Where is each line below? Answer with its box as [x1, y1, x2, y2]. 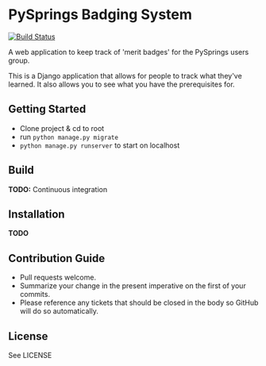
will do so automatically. [19, 306, 99, 316]
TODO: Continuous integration [8, 184, 108, 194]
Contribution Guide [8, 252, 106, 265]
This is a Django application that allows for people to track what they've [8, 71, 242, 80]
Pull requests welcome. [19, 272, 97, 283]
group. [8, 56, 30, 65]
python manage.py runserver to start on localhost [19, 141, 180, 150]
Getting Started [8, 102, 87, 116]
